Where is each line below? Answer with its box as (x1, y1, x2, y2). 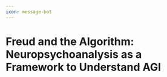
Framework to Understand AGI (5, 60, 162, 74)
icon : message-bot (5, 8, 52, 15)
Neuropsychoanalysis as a (5, 48, 142, 61)
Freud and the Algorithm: (5, 34, 134, 48)
